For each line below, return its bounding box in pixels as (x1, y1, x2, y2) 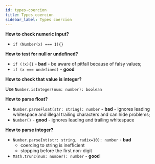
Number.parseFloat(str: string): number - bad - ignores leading (12, 106, 150, 112)
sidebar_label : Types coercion (5, 17, 72, 22)
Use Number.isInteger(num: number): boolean (5, 86, 102, 92)
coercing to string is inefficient (20, 142, 85, 149)
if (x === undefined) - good (12, 66, 75, 72)
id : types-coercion (5, 7, 47, 13)
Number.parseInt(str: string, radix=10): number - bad (12, 137, 131, 143)
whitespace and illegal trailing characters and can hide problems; (12, 111, 150, 118)
